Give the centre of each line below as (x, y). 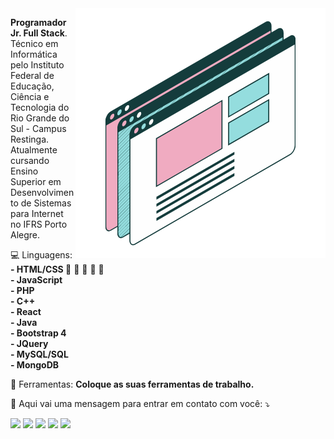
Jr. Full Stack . (39, 33)
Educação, (32, 86)
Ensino (24, 171)
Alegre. (25, 235)
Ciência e (30, 96)
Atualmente (34, 150)
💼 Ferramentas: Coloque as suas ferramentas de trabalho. (132, 384)
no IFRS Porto (39, 224)
